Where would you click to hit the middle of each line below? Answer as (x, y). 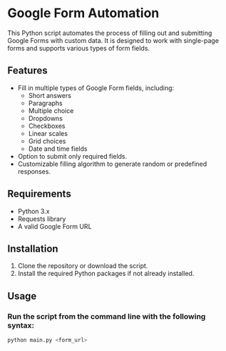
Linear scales (48, 133)
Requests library (42, 219)
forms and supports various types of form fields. (79, 48)
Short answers (50, 95)
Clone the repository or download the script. (83, 266)
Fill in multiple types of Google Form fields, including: (96, 88)
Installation (33, 248)
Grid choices (47, 141)
